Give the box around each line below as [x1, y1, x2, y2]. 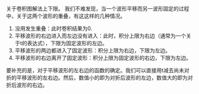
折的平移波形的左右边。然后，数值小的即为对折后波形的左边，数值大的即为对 [6, 74, 193, 81]
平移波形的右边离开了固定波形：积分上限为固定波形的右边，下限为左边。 [14, 55, 191, 61]
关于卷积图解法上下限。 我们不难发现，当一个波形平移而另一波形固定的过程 [6, 5, 190, 12]
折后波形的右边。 [6, 82, 48, 88]
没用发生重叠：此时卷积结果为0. [14, 25, 93, 32]
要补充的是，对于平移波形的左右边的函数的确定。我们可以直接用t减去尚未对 [6, 67, 190, 73]
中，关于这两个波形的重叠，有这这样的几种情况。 [6, 12, 126, 19]
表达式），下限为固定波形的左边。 [27, 40, 108, 46]
